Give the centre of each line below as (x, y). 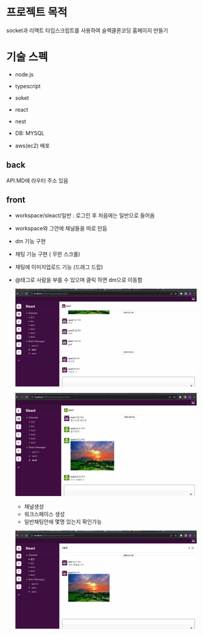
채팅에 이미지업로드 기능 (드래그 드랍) (59, 267)
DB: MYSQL (30, 133)
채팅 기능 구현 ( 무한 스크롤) (47, 254)
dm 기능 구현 (31, 241)
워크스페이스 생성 (44, 514)
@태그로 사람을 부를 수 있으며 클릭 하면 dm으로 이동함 (79, 280)
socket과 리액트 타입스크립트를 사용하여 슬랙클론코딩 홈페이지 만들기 (87, 30)
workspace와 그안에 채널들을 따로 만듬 (61, 228)
